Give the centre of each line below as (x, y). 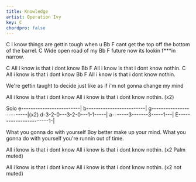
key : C (14, 22)
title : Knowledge (27, 11)
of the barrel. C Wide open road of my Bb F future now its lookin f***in (91, 51)
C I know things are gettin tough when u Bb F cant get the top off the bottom (98, 44)
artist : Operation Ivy (34, 17)
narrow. (15, 57)
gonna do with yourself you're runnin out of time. (65, 139)
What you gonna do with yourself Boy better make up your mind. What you (96, 132)
